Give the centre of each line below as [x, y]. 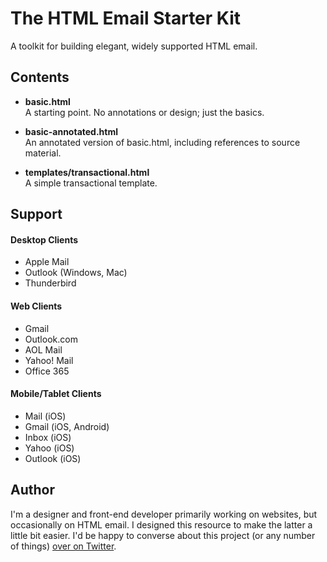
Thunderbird [50, 283]
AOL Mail [43, 349]
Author [32, 490]
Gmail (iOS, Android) [67, 426]
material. [43, 153]
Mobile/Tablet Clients [56, 394]
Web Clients [36, 306]
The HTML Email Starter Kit [126, 18]
